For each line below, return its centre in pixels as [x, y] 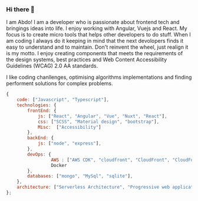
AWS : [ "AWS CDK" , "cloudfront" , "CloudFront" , [110, 160]
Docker [59, 165]
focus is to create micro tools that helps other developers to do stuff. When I [99, 35]
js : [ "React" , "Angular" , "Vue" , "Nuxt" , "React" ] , [102, 116]
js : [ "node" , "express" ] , [69, 143]
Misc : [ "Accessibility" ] [69, 127]
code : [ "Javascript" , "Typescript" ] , [63, 100]
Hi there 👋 [21, 9]
